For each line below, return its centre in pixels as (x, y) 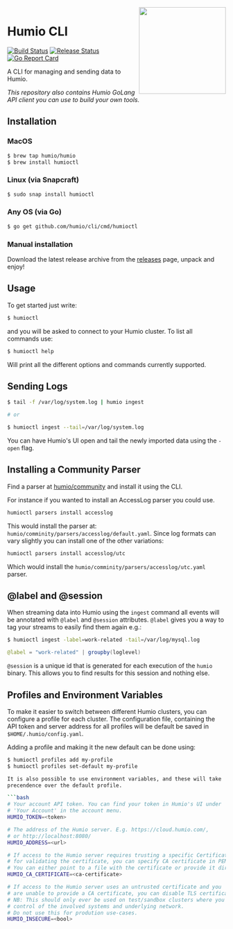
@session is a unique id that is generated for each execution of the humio (110, 666)
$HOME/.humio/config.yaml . (45, 733)
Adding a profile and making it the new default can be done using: (102, 747)
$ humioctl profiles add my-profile (60, 760)
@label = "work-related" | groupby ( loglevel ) (74, 653)
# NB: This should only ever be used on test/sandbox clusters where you (116, 900)
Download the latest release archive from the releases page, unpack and (111, 259)
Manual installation (40, 244)
